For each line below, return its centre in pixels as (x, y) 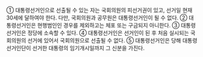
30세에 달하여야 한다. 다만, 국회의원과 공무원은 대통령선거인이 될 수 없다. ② (97, 18)
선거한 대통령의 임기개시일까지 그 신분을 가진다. (89, 48)
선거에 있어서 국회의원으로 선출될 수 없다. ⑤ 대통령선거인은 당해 (104, 40)
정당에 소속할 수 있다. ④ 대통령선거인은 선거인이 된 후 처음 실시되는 (108, 33)
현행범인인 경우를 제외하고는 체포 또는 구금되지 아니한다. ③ (109, 25)
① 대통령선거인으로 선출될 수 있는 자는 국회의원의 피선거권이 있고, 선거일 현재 (99, 10)
